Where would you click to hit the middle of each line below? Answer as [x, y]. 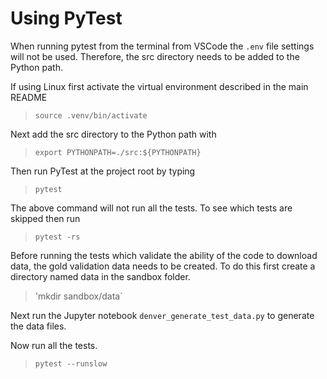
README [29, 97]
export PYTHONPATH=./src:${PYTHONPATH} [118, 152]
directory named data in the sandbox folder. [100, 276]
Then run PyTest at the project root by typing [103, 171]
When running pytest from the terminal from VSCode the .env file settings [162, 46]
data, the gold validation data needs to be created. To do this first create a [163, 266]
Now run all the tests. [54, 345]
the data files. [38, 326]
